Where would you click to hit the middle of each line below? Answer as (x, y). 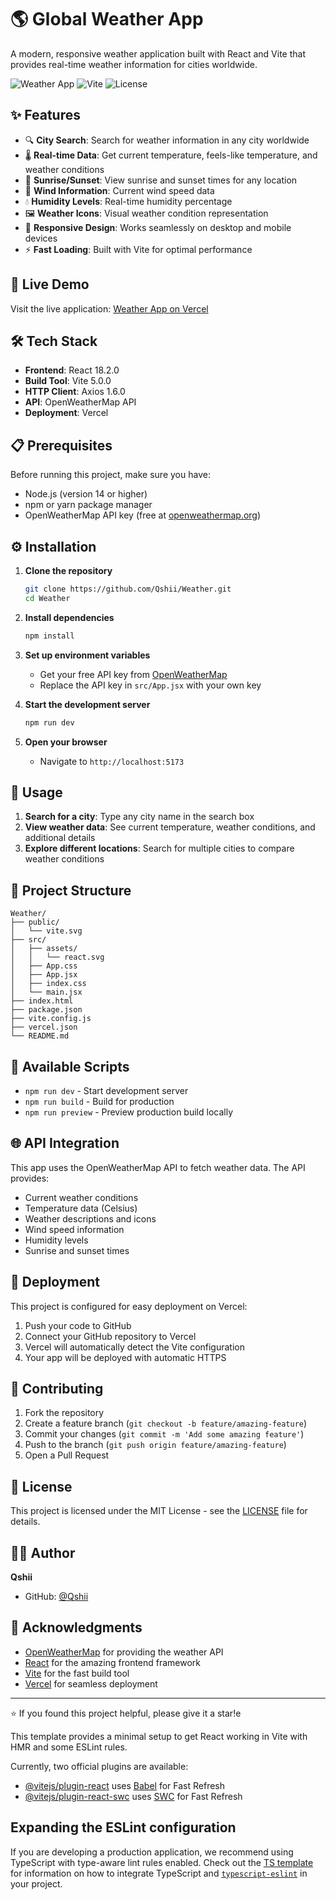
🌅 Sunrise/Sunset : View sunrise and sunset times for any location (161, 180)
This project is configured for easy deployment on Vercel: (129, 1306)
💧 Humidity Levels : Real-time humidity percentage (128, 201)
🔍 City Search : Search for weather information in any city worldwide (167, 140)
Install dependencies (69, 617)
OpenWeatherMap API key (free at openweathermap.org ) (143, 515)
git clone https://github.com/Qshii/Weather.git (128, 589)
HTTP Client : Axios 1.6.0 (75, 392)
